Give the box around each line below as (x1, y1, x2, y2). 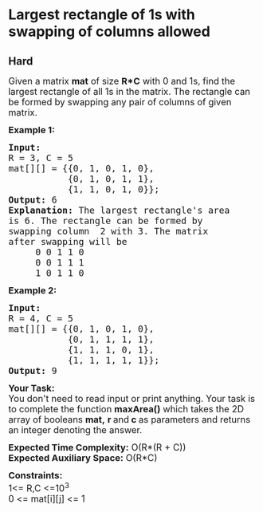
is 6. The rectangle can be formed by (8, 215, 203, 226)
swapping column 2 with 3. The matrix (8, 226, 209, 237)
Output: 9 (8, 365, 57, 376)
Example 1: (8, 124, 56, 136)
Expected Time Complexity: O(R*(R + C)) (8, 442, 186, 453)
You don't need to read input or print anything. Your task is (8, 393, 256, 404)
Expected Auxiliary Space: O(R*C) (8, 452, 158, 463)
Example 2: (8, 285, 57, 296)
